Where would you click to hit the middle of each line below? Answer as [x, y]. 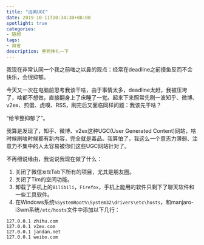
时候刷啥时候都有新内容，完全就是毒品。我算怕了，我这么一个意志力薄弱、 [99, 138]
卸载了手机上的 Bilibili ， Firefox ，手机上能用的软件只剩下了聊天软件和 [105, 187]
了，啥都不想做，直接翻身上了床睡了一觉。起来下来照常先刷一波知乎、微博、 [102, 97]
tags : [13, 40]
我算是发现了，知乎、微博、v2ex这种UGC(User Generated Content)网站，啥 [101, 130]
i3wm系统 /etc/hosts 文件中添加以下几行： [67, 209]
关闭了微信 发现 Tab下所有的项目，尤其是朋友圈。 [75, 172]
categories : [21, 29]
